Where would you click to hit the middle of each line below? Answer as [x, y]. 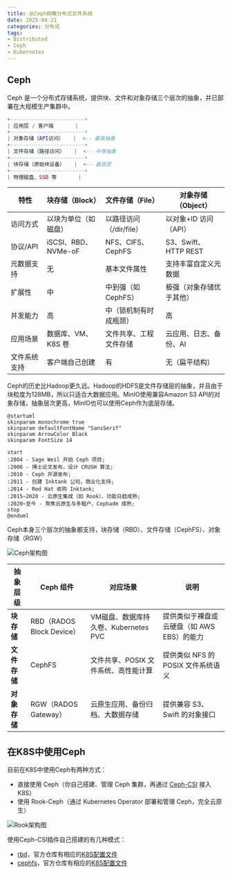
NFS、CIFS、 [127, 243]
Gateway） [48, 714]
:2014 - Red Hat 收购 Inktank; [51, 489]
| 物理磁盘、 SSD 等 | [44, 177]
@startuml [21, 416]
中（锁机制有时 [129, 310]
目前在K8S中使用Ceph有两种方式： [57, 770]
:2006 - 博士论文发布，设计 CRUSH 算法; [60, 467]
